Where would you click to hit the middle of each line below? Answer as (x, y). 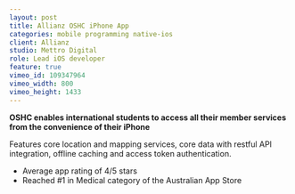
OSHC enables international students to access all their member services (148, 117)
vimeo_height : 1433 (45, 92)
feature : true (36, 68)
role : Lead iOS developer (57, 59)
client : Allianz (39, 42)
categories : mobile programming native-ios (91, 34)
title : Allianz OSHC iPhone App (69, 26)
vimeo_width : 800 (41, 84)
